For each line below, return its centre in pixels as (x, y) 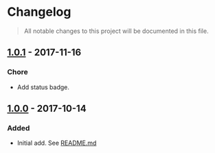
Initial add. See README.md (57, 143)
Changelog (39, 12)
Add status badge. (43, 87)
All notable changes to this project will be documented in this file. (116, 31)
